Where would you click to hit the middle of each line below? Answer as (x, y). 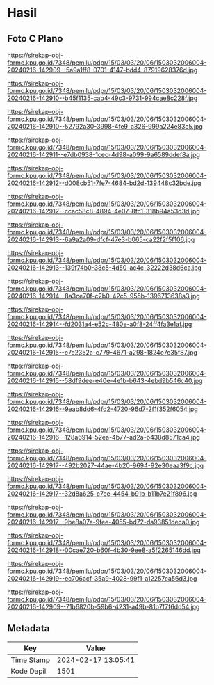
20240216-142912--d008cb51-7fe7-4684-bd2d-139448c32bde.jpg (104, 183)
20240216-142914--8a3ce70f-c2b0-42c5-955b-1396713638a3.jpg (104, 296)
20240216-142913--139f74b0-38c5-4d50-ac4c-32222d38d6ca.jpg (105, 268)
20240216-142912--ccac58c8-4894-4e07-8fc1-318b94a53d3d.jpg (104, 211)
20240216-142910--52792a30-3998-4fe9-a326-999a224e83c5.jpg (105, 126)
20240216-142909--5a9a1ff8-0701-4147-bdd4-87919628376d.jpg (102, 70)
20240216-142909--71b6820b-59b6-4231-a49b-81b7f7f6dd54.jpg (104, 607)
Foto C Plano (35, 39)
